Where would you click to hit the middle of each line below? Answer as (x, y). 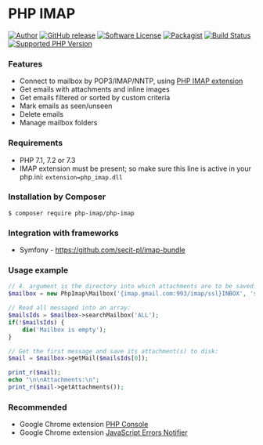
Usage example (38, 270)
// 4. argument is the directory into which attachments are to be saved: (133, 287)
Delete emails (41, 114)
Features (25, 63)
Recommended (38, 407)
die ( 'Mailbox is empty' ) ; (65, 330)
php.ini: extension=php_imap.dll (71, 176)
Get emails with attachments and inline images (94, 89)
